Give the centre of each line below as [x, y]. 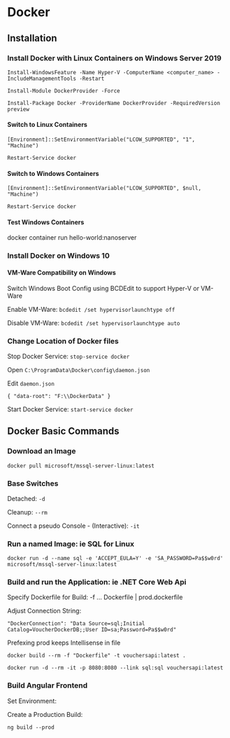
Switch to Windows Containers [53, 173]
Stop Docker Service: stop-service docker [69, 356]
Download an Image [42, 451]
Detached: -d [26, 498]
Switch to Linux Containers [47, 125]
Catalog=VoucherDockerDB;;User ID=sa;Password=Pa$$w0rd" [92, 630]
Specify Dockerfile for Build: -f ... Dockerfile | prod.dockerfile [95, 597]
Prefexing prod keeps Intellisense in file [64, 643]
